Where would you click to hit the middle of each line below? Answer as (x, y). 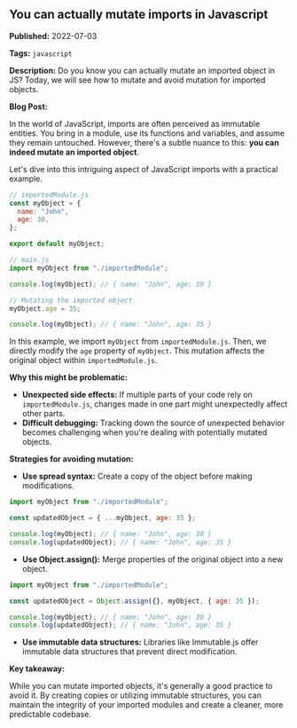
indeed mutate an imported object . (74, 152)
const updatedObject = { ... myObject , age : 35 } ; (103, 518)
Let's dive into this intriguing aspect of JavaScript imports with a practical (144, 169)
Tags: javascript (41, 53)
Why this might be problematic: (69, 377)
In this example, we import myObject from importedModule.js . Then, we (138, 342)
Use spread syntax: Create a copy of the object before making (137, 476)
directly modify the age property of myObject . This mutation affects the (137, 351)
